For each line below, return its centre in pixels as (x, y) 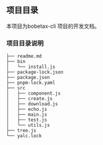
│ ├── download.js (32, 104)
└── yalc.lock (24, 136)
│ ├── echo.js (27, 110)
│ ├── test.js (27, 120)
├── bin (16, 62)
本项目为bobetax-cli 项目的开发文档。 (53, 26)
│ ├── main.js (27, 115)
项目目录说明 (25, 43)
